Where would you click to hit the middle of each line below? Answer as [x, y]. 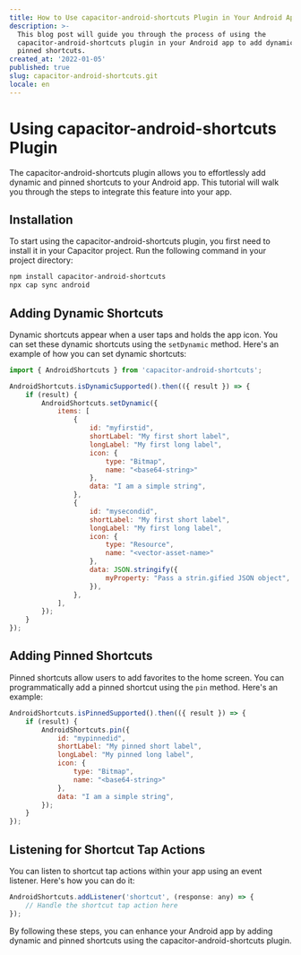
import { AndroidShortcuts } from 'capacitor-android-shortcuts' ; [136, 370]
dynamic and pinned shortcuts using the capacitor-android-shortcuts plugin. [150, 940]
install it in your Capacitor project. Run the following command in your [138, 251]
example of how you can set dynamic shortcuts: [98, 353]
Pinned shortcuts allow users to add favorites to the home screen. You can [147, 677]
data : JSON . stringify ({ [133, 570]
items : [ [73, 412]
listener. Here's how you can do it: [72, 881]
